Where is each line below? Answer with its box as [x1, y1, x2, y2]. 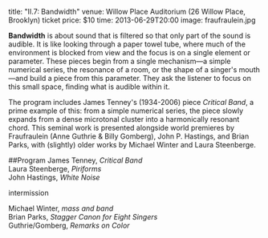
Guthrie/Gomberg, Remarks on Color [8, 220, 130, 230]
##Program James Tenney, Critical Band [8, 155, 143, 165]
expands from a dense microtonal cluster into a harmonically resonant [8, 115, 240, 123]
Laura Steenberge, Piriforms [8, 164, 102, 173]
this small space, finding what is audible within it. [8, 82, 170, 91]
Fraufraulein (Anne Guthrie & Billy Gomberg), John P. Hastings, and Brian [8, 131, 250, 141]
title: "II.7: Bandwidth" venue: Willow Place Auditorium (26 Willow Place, [8, 7, 246, 16]
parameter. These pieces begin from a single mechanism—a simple [8, 56, 231, 66]
